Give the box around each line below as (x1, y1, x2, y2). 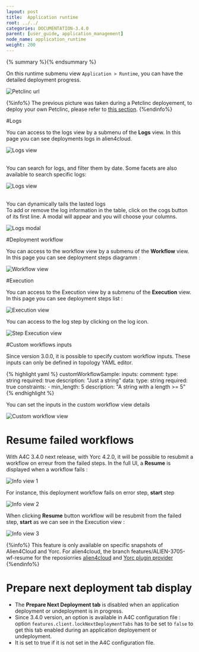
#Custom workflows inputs (6, 341, 72, 348)
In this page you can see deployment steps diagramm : (6, 254, 141, 261)
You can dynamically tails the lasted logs (6, 200, 106, 207)
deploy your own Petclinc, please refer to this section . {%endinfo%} (6, 105, 173, 113)
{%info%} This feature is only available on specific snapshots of (6, 541, 163, 548)
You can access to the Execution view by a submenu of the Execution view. (6, 288, 192, 296)
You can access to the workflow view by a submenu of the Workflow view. (6, 247, 189, 254)
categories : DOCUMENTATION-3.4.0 (6, 25, 89, 32)
